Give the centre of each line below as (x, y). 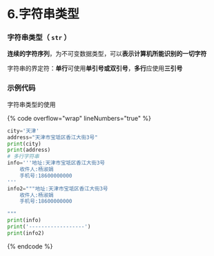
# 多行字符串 (23, 157)
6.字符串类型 (43, 14)
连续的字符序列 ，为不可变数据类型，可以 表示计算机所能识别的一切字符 (107, 54)
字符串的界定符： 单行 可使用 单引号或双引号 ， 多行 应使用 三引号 (95, 68)
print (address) (29, 150)
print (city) (24, 144)
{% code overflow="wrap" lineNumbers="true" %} (79, 118)
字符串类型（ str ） (39, 37)
